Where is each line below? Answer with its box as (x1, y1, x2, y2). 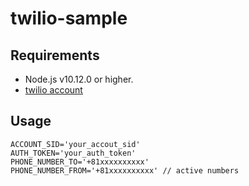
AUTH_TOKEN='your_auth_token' (10, 148, 137, 158)
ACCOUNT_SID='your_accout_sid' (10, 139, 141, 149)
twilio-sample (10, 7, 128, 30)
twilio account (24, 84, 83, 96)
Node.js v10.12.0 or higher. (24, 73, 134, 85)
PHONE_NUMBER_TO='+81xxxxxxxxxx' (10, 157, 150, 167)
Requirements (10, 47, 100, 64)
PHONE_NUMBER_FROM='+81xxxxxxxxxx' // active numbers (10, 165, 240, 176)
